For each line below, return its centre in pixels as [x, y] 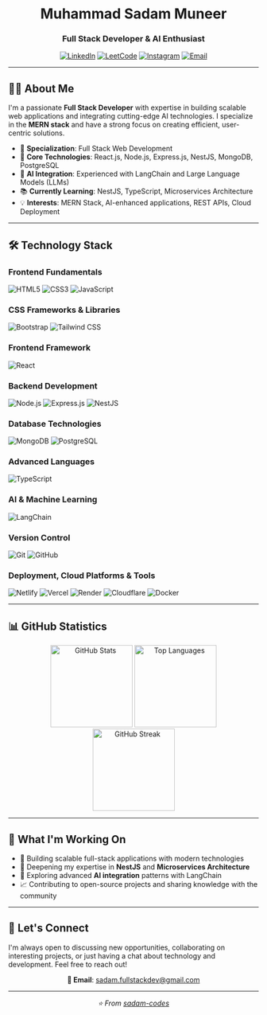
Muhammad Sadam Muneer [133, 14]
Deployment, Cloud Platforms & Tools [82, 576]
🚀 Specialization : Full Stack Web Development [96, 149]
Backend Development [53, 385]
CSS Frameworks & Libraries [64, 310]
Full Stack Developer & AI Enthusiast [133, 39]
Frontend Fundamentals [55, 271]
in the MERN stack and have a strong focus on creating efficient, [114, 125]
